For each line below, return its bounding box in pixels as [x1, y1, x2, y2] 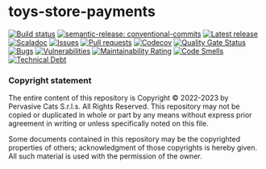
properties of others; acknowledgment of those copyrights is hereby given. [8, 143, 258, 153]
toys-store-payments [8, 2, 156, 21]
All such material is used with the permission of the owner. [8, 151, 203, 161]
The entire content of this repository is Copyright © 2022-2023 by [8, 93, 229, 103]
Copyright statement [8, 75, 92, 86]
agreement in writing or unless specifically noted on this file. [8, 119, 209, 129]
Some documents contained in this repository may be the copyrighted [8, 134, 240, 144]
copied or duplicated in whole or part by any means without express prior [8, 110, 252, 120]
